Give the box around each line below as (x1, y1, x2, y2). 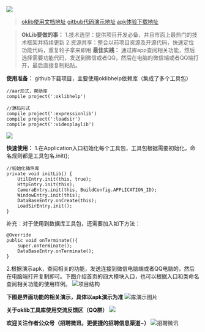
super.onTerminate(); (17, 243, 72, 249)
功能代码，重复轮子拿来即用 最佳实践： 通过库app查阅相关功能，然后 (21, 47, 195, 53)
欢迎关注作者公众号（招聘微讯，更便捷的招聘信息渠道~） (6, 319, 150, 326)
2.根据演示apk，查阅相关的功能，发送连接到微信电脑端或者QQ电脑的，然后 (6, 265, 195, 272)
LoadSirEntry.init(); (17, 203, 72, 209)
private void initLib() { (6, 171, 72, 177)
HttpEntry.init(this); (17, 181, 75, 187)
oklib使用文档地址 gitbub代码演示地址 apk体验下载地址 (21, 18, 159, 25)
